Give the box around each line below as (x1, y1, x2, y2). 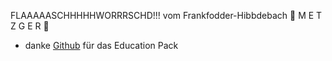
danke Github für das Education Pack (24, 40, 179, 51)
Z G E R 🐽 (10, 20, 50, 32)
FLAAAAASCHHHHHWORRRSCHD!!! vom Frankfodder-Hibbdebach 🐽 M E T (10, 10, 323, 21)
